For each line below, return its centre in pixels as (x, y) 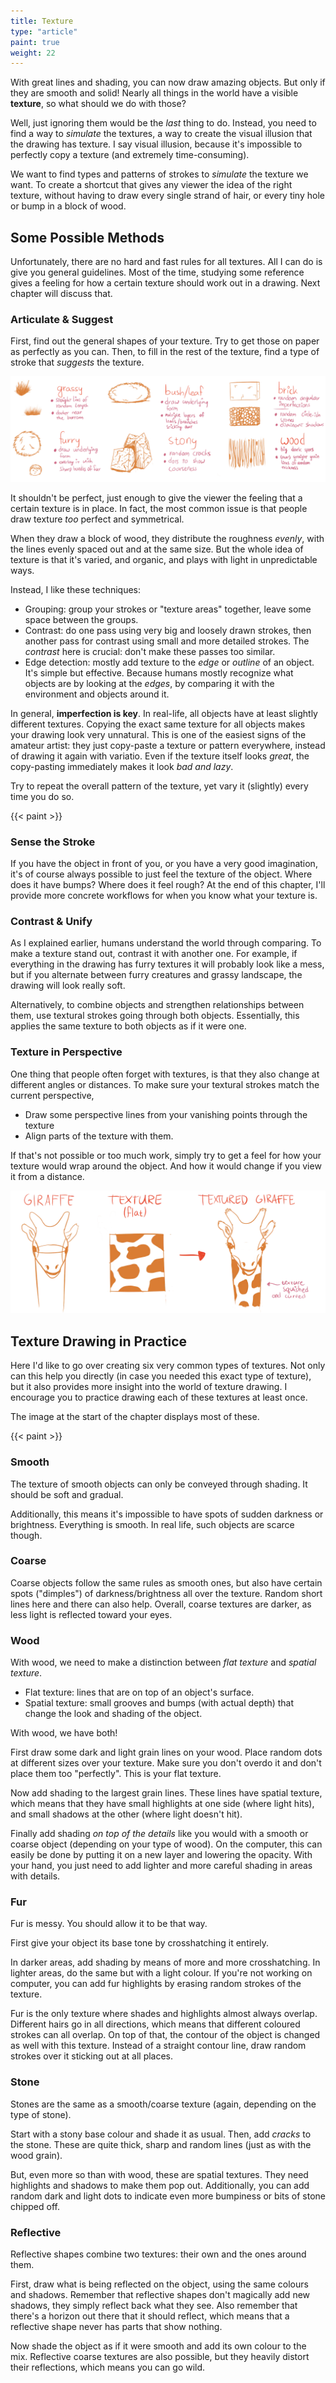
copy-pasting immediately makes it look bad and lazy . (122, 766)
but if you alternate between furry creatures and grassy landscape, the (156, 975)
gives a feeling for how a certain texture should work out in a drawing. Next (165, 283)
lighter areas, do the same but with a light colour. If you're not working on (161, 1973)
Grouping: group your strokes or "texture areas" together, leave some (168, 609)
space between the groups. (81, 619)
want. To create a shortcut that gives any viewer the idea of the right (151, 185)
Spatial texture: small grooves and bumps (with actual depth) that (159, 1703)
